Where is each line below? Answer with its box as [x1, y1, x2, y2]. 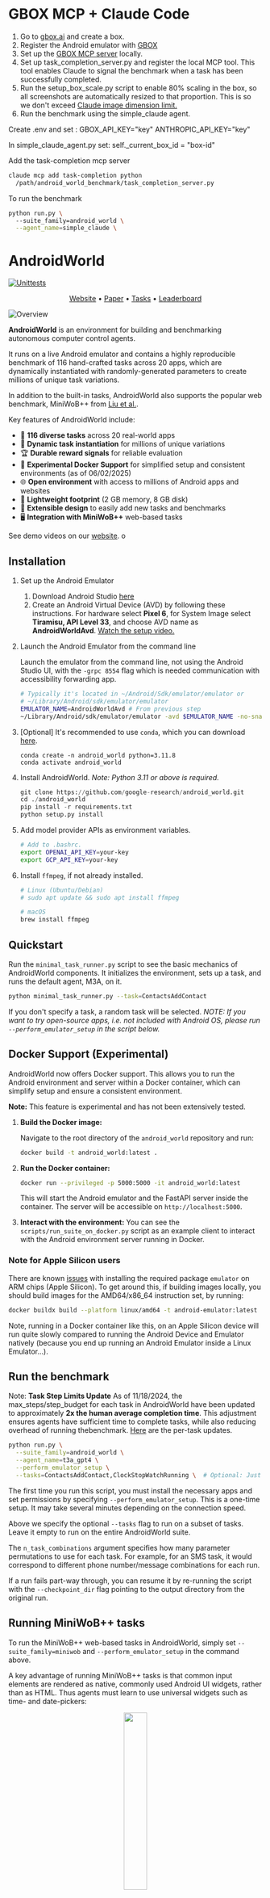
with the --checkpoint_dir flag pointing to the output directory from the [8, 1584, 245, 1594]
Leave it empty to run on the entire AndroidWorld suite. [8, 1527, 191, 1537]
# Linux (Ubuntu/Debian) [19, 886, 104, 894]
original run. [8, 1593, 48, 1602]
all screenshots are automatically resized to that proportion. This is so [19, 91, 251, 101]
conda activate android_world [19, 758, 123, 766]
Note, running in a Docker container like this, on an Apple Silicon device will [8, 1321, 260, 1330]
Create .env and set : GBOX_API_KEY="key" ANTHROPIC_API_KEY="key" [8, 124, 251, 134]
